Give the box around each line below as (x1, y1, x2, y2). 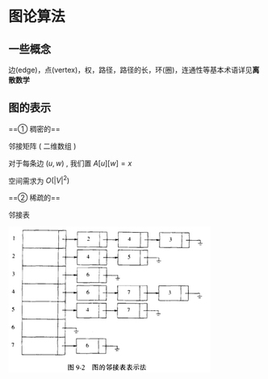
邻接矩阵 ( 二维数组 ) (8, 141, 77, 150)
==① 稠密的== (8, 124, 61, 133)
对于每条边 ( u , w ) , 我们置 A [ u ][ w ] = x (8, 158, 132, 168)
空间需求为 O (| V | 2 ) (8, 175, 70, 186)
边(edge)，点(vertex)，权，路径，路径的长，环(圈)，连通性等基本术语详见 (8, 65, 253, 74)
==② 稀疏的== (8, 193, 61, 203)
